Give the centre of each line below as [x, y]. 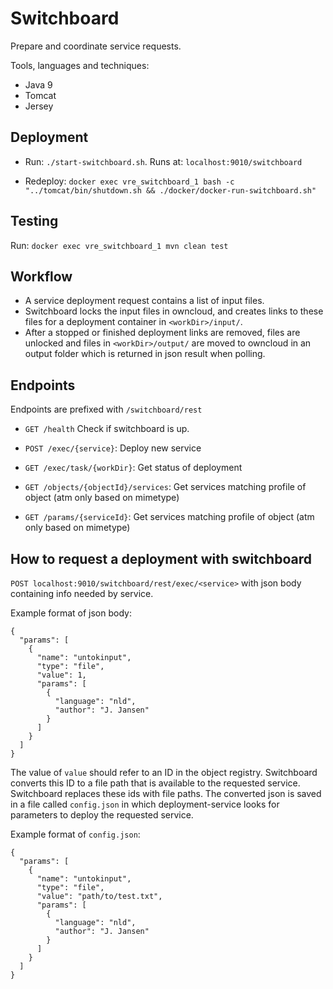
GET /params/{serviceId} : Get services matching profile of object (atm [169, 517]
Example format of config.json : [75, 834]
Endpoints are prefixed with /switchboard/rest [106, 409]
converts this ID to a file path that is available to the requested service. [155, 783]
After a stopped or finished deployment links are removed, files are [162, 333]
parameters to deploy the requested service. [102, 815]
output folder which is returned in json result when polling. [145, 354]
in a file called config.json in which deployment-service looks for [145, 804]
